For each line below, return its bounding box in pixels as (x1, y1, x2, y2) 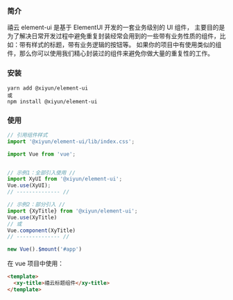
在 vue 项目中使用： (7, 259, 64, 268)
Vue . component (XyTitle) (7, 227, 76, 234)
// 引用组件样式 (7, 131, 48, 138)
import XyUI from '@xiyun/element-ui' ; (7, 176, 123, 183)
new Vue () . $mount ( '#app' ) (7, 246, 82, 253)
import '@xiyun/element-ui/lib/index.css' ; (7, 137, 135, 145)
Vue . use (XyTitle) (7, 214, 58, 221)
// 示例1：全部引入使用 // (7, 169, 76, 176)
